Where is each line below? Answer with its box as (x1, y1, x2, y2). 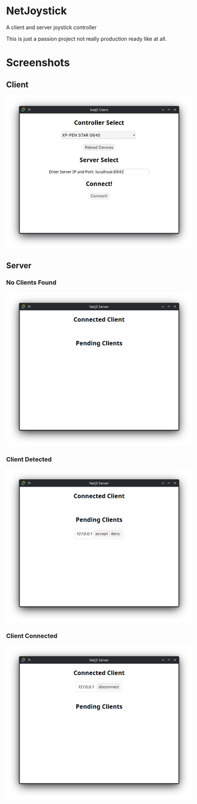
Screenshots (6, 56, 70, 69)
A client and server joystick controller (6, 24, 97, 31)
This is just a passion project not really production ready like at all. (6, 35, 167, 42)
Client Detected (6, 455, 52, 463)
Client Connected (6, 632, 58, 640)
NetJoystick (6, 4, 67, 18)
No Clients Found (6, 278, 57, 287)
